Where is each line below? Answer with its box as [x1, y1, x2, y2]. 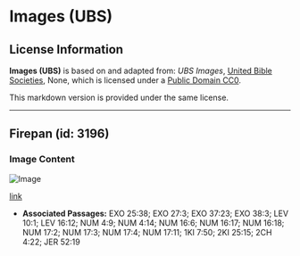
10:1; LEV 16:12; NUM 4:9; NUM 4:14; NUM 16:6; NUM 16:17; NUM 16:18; [21, 217, 285, 228]
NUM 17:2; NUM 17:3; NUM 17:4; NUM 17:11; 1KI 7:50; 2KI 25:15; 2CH [21, 227, 272, 237]
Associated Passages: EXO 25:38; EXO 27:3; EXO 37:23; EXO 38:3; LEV [21, 208, 288, 219]
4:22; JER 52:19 [21, 236, 80, 247]
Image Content [9, 153, 76, 166]
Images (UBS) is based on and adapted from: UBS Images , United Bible [9, 65, 272, 76]
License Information [9, 42, 123, 57]
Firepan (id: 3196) [9, 127, 110, 142]
